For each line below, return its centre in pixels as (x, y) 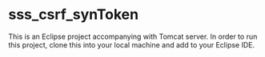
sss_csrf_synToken (73, 15)
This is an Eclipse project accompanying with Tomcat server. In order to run (133, 36)
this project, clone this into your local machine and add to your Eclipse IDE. (132, 44)
